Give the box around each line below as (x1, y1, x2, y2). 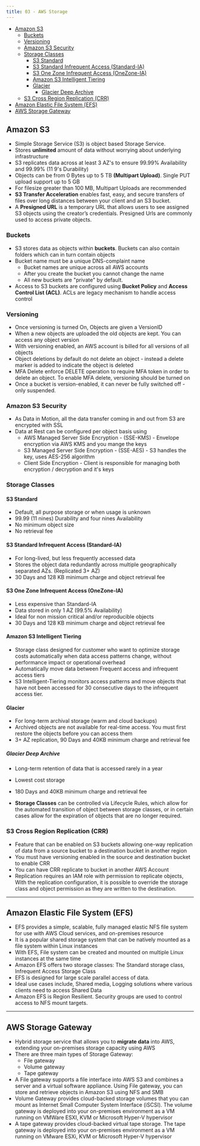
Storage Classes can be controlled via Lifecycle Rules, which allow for (14, 800, 189, 807)
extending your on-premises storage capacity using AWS (14, 1044, 156, 1051)
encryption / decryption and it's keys (23, 466, 114, 473)
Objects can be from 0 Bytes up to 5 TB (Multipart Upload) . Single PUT (14, 172, 190, 179)
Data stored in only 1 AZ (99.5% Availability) (14, 607, 123, 614)
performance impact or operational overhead (14, 659, 126, 666)
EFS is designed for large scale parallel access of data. (14, 974, 150, 981)
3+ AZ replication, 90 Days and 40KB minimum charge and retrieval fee (14, 736, 190, 744)
